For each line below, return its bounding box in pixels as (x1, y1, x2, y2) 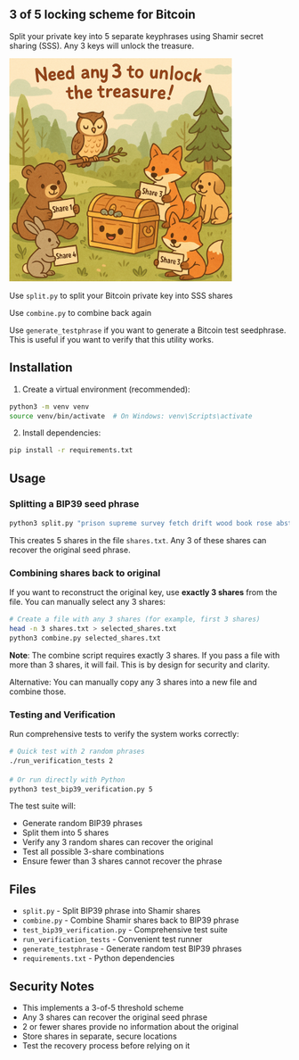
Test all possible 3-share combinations (21, 847, 165, 857)
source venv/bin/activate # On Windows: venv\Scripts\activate (9, 411, 253, 420)
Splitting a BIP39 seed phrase (9, 497, 140, 509)
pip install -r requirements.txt (9, 446, 133, 455)
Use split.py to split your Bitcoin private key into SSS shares (9, 290, 233, 301)
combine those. (9, 686, 67, 697)
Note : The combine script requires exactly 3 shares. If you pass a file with (9, 650, 280, 660)
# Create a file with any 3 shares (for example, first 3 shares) (9, 615, 261, 624)
